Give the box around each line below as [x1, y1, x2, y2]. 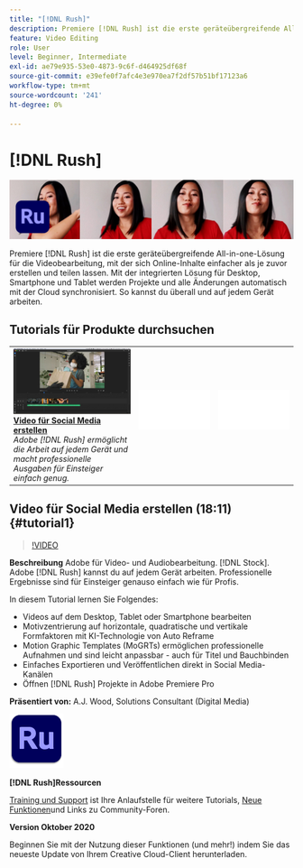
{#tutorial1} [9, 515, 75, 531]
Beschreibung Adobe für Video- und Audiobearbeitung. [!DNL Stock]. [9, 557, 271, 568]
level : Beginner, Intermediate [9, 52, 127, 62]
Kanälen [22, 669, 54, 679]
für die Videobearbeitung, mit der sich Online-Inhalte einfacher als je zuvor [9, 257, 288, 268]
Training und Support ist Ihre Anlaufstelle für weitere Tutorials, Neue [9, 794, 262, 805]
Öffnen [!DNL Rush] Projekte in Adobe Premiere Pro [22, 678, 215, 689]
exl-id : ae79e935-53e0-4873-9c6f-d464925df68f [9, 62, 188, 71]
